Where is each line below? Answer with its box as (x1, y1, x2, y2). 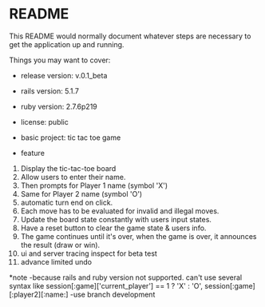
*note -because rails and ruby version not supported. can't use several (9, 273, 243, 282)
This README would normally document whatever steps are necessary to (9, 31, 251, 41)
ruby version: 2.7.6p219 (20, 102, 98, 111)
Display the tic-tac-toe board (20, 163, 117, 173)
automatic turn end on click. (20, 197, 113, 207)
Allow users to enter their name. (20, 172, 126, 181)
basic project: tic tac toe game (20, 133, 121, 142)
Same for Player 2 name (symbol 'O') (20, 189, 143, 198)
